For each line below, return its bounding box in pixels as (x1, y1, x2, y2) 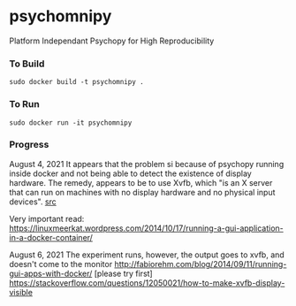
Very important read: (9, 213, 85, 224)
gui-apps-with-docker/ (9, 268, 93, 279)
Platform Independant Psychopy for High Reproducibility (9, 35, 215, 46)
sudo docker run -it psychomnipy (9, 118, 133, 127)
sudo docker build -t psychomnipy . (9, 78, 144, 87)
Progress (9, 139, 49, 151)
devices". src (9, 196, 57, 207)
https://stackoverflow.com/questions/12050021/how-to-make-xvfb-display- (9, 277, 285, 288)
